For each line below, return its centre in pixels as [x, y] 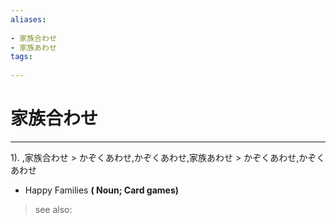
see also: [53, 209]
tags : [21, 57]
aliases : [28, 19]
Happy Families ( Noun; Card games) [102, 190]
